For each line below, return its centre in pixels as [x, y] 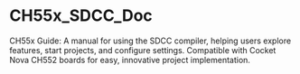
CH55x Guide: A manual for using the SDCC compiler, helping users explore [150, 41]
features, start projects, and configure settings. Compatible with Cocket [143, 50]
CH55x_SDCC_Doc [81, 16]
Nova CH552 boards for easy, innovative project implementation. [130, 60]
